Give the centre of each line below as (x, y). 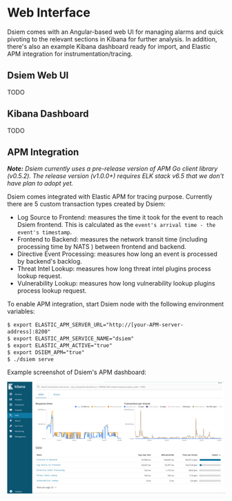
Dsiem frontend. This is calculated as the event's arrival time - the (116, 225)
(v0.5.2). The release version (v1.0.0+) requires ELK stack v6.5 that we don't (116, 176)
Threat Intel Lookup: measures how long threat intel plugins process (114, 269)
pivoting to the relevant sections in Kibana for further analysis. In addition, (112, 39)
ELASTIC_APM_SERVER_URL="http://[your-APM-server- (109, 325)
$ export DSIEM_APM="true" (46, 353)
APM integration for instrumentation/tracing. (70, 54)
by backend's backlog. (50, 262)
